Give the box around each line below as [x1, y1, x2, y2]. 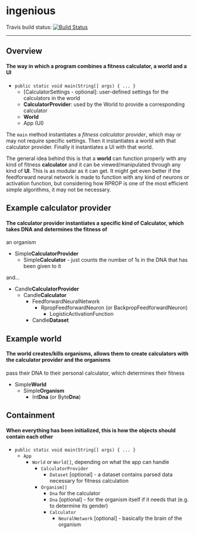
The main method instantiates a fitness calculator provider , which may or [6, 131, 182, 138]
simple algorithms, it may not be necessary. [6, 186, 111, 193]
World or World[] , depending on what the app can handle [32, 459, 169, 466]
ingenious [6, 4, 56, 18]
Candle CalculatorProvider [14, 285, 79, 292]
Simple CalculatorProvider [14, 250, 79, 257]
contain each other [6, 433, 54, 440]
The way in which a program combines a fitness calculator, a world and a [6, 62, 187, 69]
